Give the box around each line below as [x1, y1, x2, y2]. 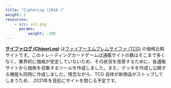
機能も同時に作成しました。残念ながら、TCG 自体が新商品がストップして [9, 71, 163, 77]
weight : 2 [5, 12, 27, 17]
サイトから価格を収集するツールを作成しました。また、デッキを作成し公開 [5, 65, 162, 71]
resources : [5, 17, 29, 22]
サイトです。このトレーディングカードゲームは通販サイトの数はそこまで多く [5, 52, 166, 58]
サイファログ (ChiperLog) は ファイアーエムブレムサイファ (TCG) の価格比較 [5, 46, 165, 51]
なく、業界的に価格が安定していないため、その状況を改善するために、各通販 [5, 58, 166, 64]
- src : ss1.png [14, 21, 47, 27]
